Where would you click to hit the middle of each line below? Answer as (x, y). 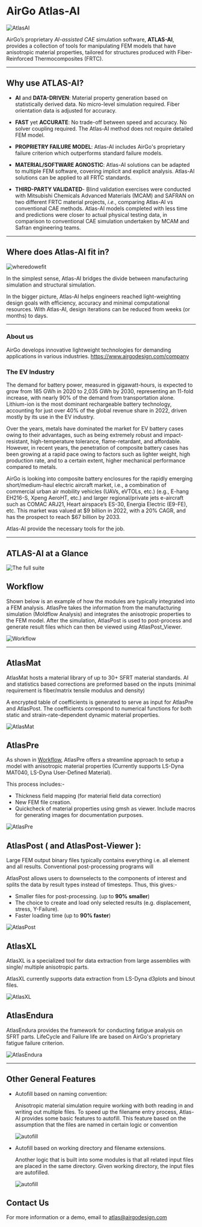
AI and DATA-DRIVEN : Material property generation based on (91, 98)
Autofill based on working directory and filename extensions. (90, 1148)
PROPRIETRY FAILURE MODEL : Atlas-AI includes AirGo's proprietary (100, 146)
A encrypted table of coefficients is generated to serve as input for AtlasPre (100, 702)
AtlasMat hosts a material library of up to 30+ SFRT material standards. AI (97, 677)
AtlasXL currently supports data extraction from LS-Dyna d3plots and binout (101, 979)
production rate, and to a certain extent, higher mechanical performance (96, 461)
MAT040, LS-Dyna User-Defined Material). (59, 772)
